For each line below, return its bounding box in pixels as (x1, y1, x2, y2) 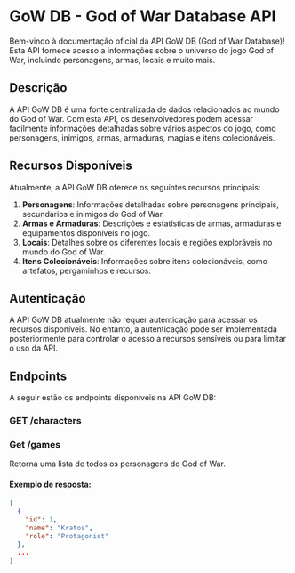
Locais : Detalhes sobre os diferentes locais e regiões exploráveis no (21, 237, 273, 247)
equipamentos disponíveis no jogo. (21, 227, 151, 238)
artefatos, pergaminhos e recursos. (21, 265, 151, 276)
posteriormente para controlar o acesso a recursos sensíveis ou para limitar (9, 334, 287, 344)
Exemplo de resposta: (9, 479, 92, 489)
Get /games (9, 439, 60, 451)
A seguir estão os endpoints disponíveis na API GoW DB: (9, 392, 217, 403)
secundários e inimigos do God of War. (21, 208, 165, 219)
